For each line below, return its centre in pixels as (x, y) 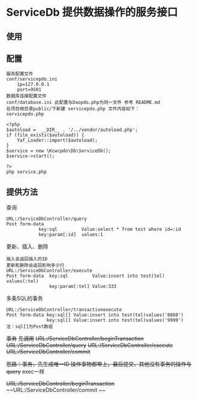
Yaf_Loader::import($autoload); (57, 141)
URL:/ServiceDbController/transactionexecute (64, 310)
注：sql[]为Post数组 (29, 327)
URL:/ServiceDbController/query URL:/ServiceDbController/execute (90, 346)
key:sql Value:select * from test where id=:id (109, 230)
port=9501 (29, 90)
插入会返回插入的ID (27, 259)
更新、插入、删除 (27, 246)
